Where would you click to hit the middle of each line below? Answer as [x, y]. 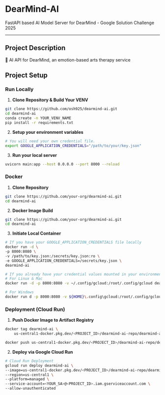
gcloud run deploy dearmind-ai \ [39, 365]
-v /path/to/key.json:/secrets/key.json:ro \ [52, 256]
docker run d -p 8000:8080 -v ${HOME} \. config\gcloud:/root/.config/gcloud [84, 297]
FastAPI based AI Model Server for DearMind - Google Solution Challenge [80, 23]
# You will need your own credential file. [50, 141]
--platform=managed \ [27, 379]
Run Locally [19, 90]
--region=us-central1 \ [29, 375]
